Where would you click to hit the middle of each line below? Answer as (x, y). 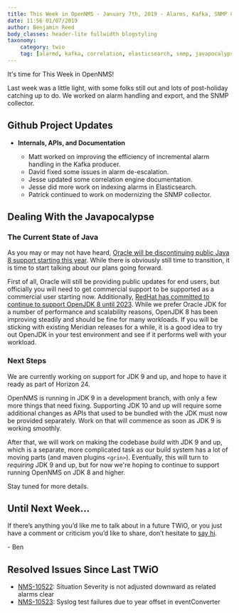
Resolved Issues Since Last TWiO (83, 569)
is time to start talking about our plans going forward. (85, 268)
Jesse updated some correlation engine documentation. (110, 179)
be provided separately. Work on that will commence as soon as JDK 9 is (115, 420)
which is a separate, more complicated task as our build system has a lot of (118, 450)
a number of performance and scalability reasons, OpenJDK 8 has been (113, 312)
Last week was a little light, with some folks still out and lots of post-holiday (118, 88)
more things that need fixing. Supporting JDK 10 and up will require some (115, 405)
